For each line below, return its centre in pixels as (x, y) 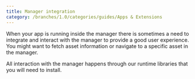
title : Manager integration (41, 11)
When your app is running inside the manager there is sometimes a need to (97, 33)
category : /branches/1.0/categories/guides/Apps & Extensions (84, 17)
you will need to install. (34, 70)
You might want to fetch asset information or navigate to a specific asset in (97, 46)
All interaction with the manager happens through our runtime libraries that (97, 63)
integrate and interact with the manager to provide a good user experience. (97, 40)
